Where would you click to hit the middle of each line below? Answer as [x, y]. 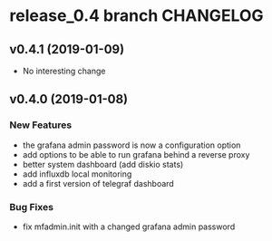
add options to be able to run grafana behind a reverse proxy [136, 154]
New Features [41, 125]
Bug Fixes [32, 207]
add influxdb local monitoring [77, 174]
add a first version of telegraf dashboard [98, 183]
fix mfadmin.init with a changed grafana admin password [129, 227]
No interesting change [64, 71]
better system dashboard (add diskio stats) [103, 164]
